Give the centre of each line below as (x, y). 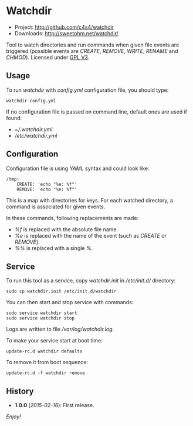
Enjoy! (14, 417)
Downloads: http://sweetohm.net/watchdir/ (66, 33)
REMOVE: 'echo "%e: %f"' (47, 189)
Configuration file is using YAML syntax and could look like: (78, 168)
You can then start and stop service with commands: (70, 302)
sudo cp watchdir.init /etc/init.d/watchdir (61, 292)
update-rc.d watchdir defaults (44, 351)
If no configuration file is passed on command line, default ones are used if (97, 112)
